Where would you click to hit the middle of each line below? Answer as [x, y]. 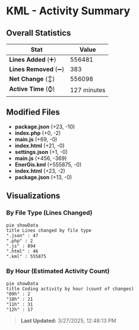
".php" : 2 [20, 241]
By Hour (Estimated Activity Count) [58, 271]
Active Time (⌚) [32, 89]
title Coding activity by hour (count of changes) [70, 289]
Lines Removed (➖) [37, 69]
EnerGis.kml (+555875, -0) [48, 164]
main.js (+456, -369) [41, 158]
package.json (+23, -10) [45, 127]
